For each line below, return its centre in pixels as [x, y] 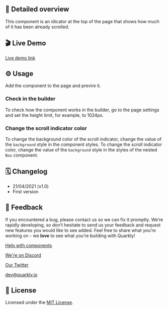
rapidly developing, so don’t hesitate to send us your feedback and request [83, 225]
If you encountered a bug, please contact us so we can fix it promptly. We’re [84, 219]
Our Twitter [17, 265]
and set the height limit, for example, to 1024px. [55, 115]
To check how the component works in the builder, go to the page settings [82, 110]
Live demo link [20, 58]
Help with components [29, 245]
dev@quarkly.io [21, 274]
